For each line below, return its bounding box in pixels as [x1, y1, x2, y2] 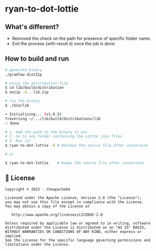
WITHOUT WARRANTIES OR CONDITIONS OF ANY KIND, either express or [5, 229, 142, 234]
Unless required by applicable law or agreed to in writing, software [5, 220, 151, 226]
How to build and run [5, 55, 69, 63]
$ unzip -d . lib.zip [5, 90, 49, 95]
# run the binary [5, 98, 40, 104]
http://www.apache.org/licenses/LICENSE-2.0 [11, 212, 103, 217]
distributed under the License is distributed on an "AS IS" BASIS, [5, 225, 146, 230]
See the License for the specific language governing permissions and [5, 237, 151, 243]
